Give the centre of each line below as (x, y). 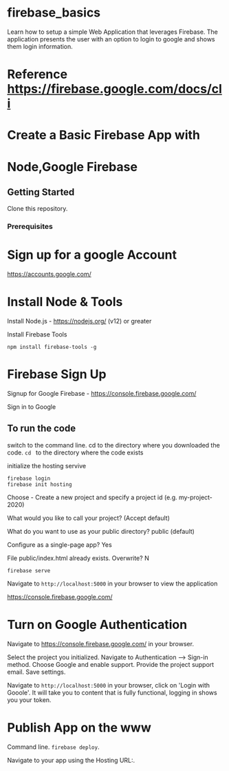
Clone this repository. (37, 209)
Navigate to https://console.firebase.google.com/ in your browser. (101, 643)
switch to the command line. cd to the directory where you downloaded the (113, 445)
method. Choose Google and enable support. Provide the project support (111, 664)
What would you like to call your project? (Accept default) (89, 518)
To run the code (42, 429)
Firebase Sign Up (57, 374)
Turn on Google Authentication (97, 625)
